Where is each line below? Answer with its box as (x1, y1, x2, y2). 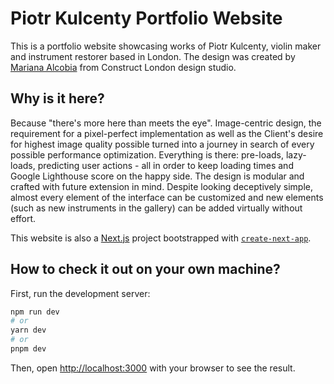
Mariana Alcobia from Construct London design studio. (10, 61, 237, 73)
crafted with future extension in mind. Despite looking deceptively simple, (10, 180, 314, 192)
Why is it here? (10, 90, 105, 107)
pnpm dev (10, 344, 47, 354)
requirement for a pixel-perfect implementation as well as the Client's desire (10, 127, 324, 139)
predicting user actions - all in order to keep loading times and (37, 159, 294, 171)
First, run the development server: (10, 287, 151, 299)
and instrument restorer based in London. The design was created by (10, 50, 296, 62)
